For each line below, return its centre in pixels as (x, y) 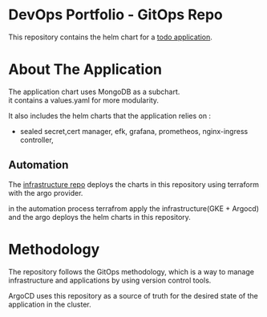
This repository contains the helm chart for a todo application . (110, 37)
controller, (36, 140)
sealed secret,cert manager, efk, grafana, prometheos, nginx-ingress (134, 131)
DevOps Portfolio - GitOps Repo (115, 15)
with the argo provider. (46, 193)
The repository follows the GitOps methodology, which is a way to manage (131, 271)
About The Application (85, 69)
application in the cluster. (50, 304)
